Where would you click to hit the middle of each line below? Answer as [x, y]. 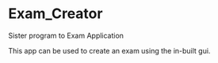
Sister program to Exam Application [66, 35]
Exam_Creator [55, 14]
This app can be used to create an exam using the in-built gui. [109, 50]
